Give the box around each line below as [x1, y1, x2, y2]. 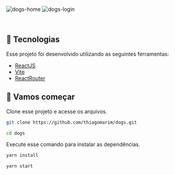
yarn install [6, 152, 39, 158]
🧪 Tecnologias [6, 35, 60, 45]
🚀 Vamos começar [6, 92, 76, 102]
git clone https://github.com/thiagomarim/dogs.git [6, 119, 137, 125]
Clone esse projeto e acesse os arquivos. [6, 108, 108, 115]
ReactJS [14, 62, 36, 69]
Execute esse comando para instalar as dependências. [6, 141, 140, 148]
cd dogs [6, 130, 26, 136]
